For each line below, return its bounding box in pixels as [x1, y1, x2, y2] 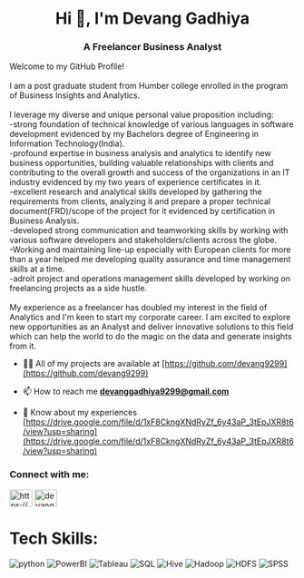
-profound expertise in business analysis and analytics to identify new [9, 148, 271, 159]
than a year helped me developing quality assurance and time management [9, 254, 291, 265]
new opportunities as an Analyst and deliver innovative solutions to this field [9, 321, 294, 332]
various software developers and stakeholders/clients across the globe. [9, 235, 278, 246]
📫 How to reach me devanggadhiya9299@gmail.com [22, 386, 230, 397]
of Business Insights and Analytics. [9, 90, 141, 101]
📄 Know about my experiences [22, 407, 138, 418]
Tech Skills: [9, 528, 99, 548]
